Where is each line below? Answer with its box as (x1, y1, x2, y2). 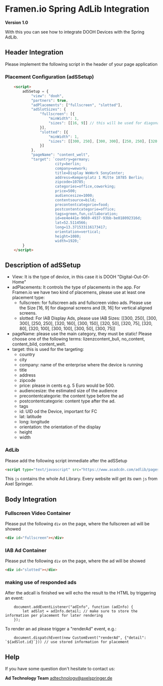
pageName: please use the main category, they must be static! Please (12, 331, 152, 337)
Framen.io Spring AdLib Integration (5, 3, 149, 15)
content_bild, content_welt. (12, 341, 66, 347)
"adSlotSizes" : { (31, 107, 66, 112)
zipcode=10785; (55, 179, 86, 185)
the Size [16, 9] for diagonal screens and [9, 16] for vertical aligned (19, 305, 152, 311)
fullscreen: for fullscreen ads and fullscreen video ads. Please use (19, 300, 151, 305)
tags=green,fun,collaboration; (55, 211, 118, 216)
